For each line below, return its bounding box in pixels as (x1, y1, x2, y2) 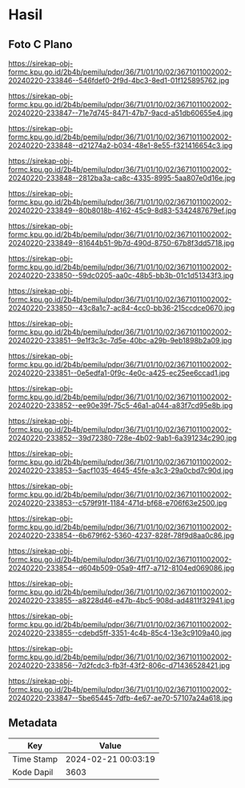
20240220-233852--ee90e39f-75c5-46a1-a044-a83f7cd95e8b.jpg (8, 401, 234, 410)
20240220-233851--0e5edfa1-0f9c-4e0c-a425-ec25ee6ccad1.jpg (8, 368, 230, 378)
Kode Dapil (12, 766, 54, 778)
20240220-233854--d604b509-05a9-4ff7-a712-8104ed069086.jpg (8, 563, 235, 573)
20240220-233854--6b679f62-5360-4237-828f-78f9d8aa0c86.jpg (8, 530, 235, 540)
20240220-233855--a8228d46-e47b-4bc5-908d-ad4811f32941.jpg (8, 596, 235, 605)
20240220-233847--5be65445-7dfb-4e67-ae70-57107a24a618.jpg (8, 694, 233, 702)
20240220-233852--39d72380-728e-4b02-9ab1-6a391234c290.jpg (8, 434, 238, 442)
